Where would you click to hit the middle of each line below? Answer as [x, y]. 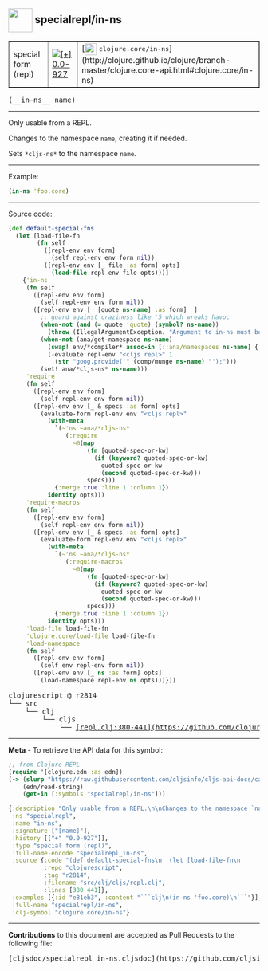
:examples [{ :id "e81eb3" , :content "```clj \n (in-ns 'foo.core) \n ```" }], [137, 898]
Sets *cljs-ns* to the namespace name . [73, 153]
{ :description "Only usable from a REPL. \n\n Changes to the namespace [128, 809]
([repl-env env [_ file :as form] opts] [112, 265]
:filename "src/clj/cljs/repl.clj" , [104, 883]
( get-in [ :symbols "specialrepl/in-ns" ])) [94, 794]
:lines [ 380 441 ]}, [76, 890]
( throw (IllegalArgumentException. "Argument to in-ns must [149, 332]
